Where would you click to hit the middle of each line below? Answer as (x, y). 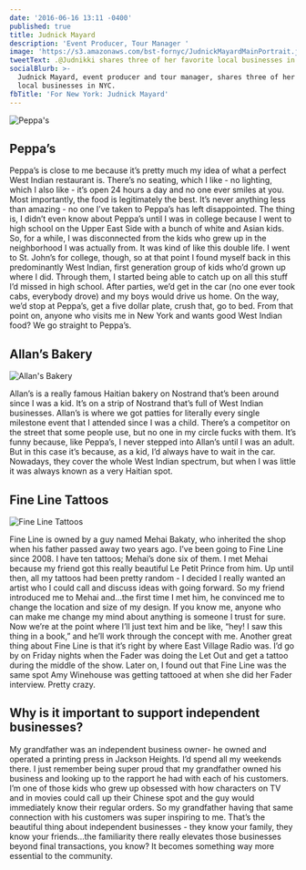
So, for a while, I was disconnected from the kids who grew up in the (138, 239)
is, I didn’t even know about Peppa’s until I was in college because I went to (151, 219)
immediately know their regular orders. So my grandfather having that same (151, 807)
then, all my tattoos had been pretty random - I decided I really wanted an (148, 578)
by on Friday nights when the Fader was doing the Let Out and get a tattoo (149, 655)
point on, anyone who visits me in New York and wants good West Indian (146, 316)
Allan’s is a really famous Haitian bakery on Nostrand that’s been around (144, 394)
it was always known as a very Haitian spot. (91, 471)
